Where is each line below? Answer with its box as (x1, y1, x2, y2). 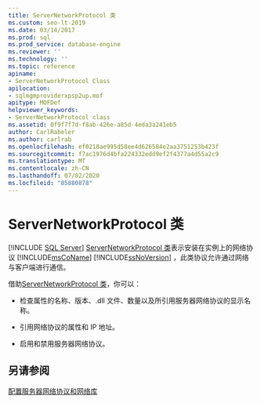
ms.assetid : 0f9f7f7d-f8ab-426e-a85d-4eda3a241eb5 (8, 121, 177, 129)
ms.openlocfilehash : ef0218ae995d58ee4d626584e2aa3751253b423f (8, 143, 219, 151)
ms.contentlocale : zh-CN (8, 165, 89, 172)
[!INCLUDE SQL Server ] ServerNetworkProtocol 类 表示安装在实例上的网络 (8, 242, 247, 252)
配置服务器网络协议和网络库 (8, 386, 98, 396)
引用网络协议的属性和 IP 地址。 (19, 322, 120, 332)
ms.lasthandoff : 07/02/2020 (8, 172, 100, 180)
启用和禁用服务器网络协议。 (19, 339, 110, 348)
